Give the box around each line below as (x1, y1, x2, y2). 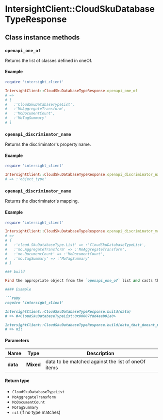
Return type (5, 378, 30, 383)
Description (86, 350, 114, 357)
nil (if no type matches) (12, 409, 61, 415)
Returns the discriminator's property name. (5, 141, 91, 147)
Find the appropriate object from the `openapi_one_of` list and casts (5, 278, 153, 283)
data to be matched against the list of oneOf (45, 358, 146, 365)
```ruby (5, 296, 21, 301)
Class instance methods (5, 33, 80, 41)
